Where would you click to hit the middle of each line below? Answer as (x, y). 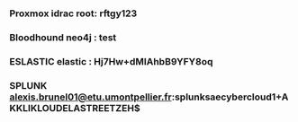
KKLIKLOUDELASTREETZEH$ (75, 108)
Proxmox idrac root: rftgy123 (73, 13)
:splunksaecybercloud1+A (230, 97)
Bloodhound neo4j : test (63, 37)
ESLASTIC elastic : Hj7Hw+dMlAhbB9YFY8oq (111, 61)
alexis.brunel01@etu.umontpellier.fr (91, 97)
